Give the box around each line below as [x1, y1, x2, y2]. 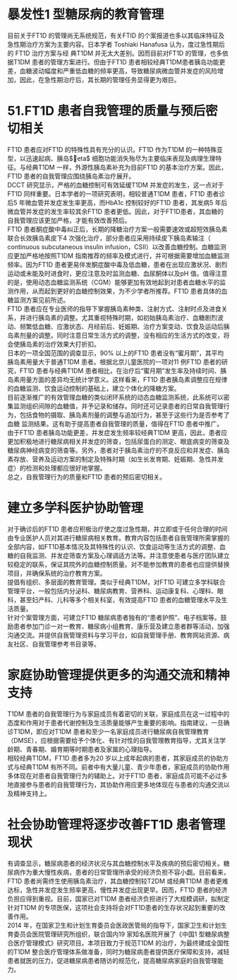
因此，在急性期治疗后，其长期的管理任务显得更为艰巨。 [19, 75, 181, 83]
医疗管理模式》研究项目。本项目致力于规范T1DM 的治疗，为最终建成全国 [13, 938, 224, 947]
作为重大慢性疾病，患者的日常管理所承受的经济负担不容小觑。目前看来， [19, 867, 230, 876]
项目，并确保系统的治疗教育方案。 [7, 569, 107, 577]
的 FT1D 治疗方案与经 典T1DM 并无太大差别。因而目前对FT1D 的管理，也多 [7, 49, 223, 57]
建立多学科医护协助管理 [7, 500, 144, 517]
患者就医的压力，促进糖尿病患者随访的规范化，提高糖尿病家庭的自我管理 [7, 956, 217, 964]
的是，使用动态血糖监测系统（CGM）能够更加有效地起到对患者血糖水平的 [7, 277, 220, 287]
